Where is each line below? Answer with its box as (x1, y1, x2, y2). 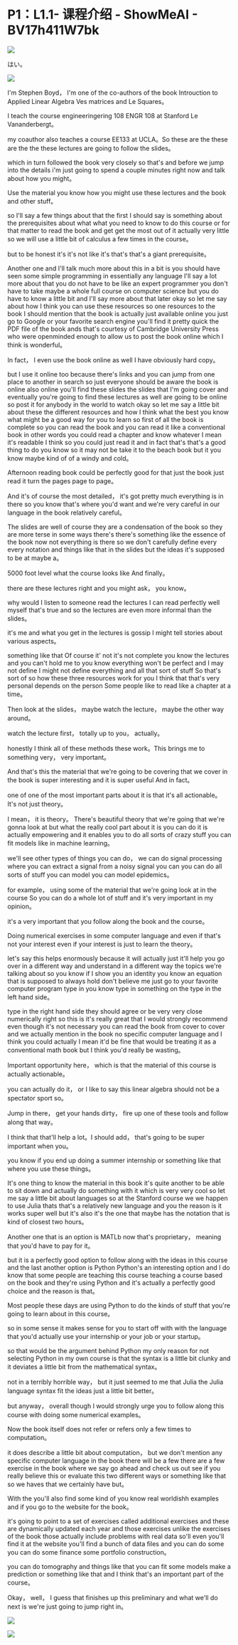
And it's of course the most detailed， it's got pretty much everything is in (7, 492, 224, 500)
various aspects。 (7, 636, 60, 645)
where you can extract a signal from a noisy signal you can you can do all (7, 862, 222, 871)
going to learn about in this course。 (7, 1309, 114, 1318)
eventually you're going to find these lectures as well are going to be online (7, 392, 227, 401)
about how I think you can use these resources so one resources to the (7, 302, 215, 310)
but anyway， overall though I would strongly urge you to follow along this (7, 1402, 225, 1410)
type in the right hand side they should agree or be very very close (7, 1007, 202, 1015)
